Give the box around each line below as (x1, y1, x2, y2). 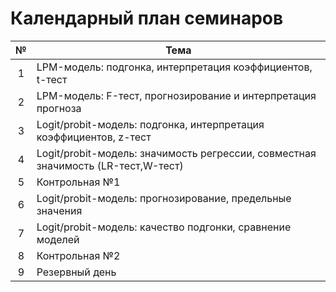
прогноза (36, 101, 82, 115)
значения (36, 203, 83, 217)
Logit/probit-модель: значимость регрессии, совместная (36, 146, 317, 160)
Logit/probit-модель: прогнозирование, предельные (36, 191, 292, 205)
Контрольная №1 (36, 175, 121, 189)
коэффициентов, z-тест (36, 130, 152, 144)
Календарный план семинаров (10, 7, 284, 30)
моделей (36, 232, 80, 246)
